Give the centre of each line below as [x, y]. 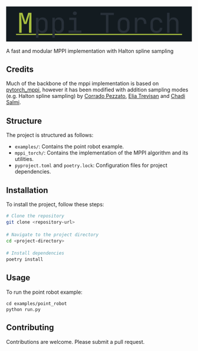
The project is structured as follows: [50, 135]
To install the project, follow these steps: [55, 205]
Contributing [30, 328]
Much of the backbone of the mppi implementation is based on [82, 84]
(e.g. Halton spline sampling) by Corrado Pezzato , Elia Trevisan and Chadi [96, 96]
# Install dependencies [35, 253]
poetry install [25, 260]
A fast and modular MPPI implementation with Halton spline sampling [90, 51]
